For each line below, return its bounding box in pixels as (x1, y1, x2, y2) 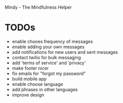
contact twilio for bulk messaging (12, 54, 81, 60)
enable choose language (12, 81, 63, 87)
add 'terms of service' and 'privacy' (12, 60, 86, 66)
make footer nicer (12, 65, 49, 71)
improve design (12, 91, 45, 97)
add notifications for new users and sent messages (12, 49, 118, 55)
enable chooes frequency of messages (12, 38, 93, 44)
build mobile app (12, 75, 47, 82)
